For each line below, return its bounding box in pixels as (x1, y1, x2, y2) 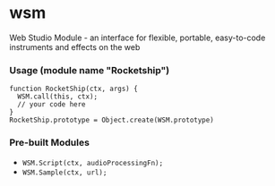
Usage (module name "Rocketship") (9, 63, 170, 76)
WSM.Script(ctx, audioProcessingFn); (21, 158, 164, 167)
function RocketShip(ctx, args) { (9, 84, 139, 94)
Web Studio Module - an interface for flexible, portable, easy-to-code (9, 32, 266, 43)
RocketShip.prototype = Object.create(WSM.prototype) (9, 115, 215, 125)
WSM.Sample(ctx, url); (21, 168, 107, 177)
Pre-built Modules (9, 137, 90, 149)
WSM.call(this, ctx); (17, 92, 99, 101)
